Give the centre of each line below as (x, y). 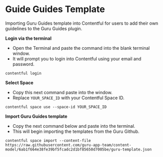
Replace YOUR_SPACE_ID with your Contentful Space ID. (68, 98)
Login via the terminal (28, 38)
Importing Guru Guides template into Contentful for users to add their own (82, 23)
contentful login (23, 73)
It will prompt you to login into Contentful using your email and (77, 58)
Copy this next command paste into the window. (62, 92)
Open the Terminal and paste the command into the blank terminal (81, 48)
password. (23, 64)
